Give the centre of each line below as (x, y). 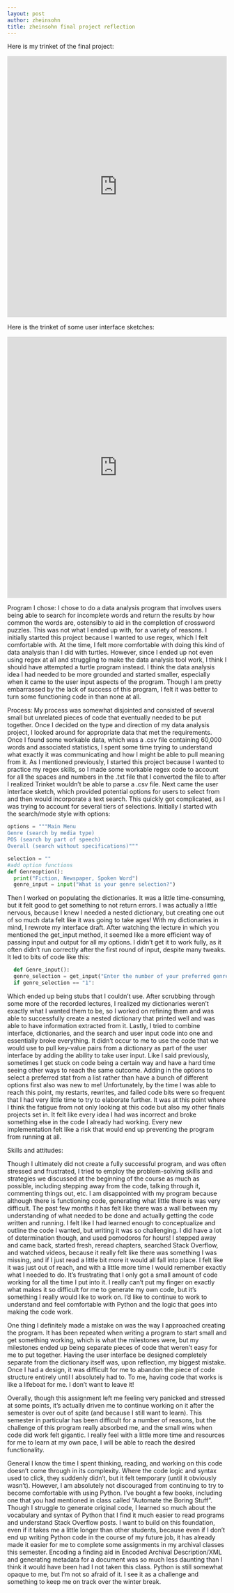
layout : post (26, 14)
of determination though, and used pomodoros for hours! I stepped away (112, 1238)
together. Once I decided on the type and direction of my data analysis (109, 725)
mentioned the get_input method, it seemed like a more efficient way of (110, 935)
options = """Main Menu (42, 827)
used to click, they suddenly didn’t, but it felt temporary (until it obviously (112, 1478)
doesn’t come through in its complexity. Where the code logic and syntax (112, 1470)
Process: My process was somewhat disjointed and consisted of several (111, 710)
